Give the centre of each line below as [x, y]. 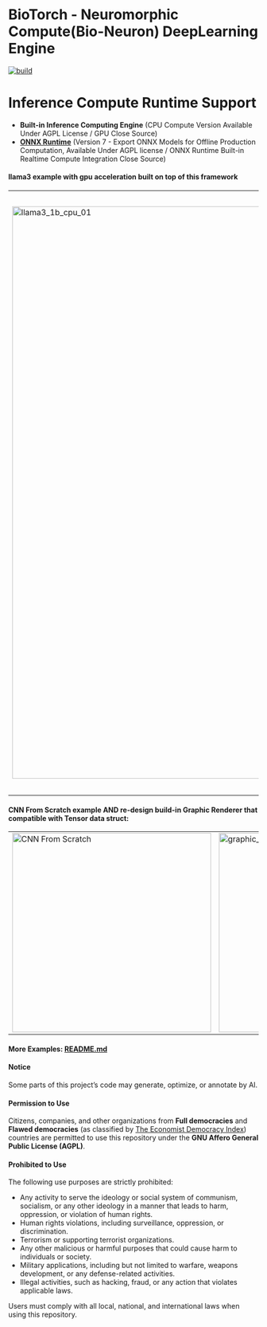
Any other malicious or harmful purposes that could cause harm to [128, 1248]
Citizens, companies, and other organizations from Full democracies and [128, 1121]
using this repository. [43, 1315]
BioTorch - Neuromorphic [93, 15]
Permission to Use [39, 1103]
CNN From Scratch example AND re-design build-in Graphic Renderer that [133, 810]
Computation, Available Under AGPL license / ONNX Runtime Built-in [132, 150]
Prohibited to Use [37, 1164]
